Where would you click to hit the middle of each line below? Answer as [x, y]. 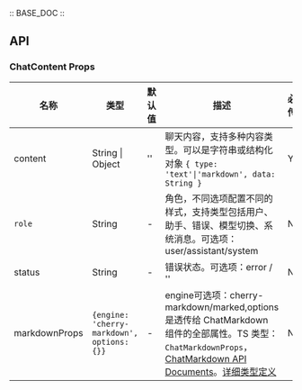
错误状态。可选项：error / [219, 267]
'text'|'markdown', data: [220, 174]
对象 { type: [191, 163]
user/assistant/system [212, 250]
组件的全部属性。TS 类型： [222, 333]
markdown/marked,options [222, 307]
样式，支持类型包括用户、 [219, 212]
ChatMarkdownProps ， [209, 347]
